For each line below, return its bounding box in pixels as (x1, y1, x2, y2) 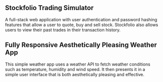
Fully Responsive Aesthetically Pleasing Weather (5, 41, 157, 49)
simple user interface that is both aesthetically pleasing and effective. (5, 71, 145, 77)
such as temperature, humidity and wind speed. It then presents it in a (5, 66, 145, 72)
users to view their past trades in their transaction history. (5, 27, 121, 33)
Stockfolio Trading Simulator (5, 4, 94, 12)
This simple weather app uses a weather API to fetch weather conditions (5, 61, 151, 67)
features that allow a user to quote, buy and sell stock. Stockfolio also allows (5, 22, 159, 27)
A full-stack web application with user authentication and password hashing (5, 16, 157, 22)
